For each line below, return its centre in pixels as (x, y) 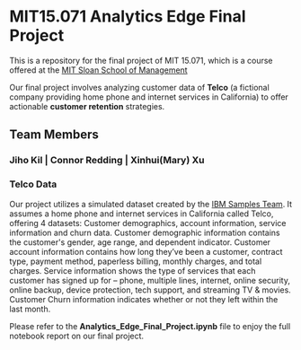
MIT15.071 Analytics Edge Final (128, 17)
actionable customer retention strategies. (87, 106)
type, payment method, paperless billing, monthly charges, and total (136, 261)
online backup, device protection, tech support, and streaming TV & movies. (150, 290)
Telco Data (33, 184)
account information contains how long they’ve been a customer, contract (146, 251)
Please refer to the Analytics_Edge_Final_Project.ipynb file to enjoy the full (150, 326)
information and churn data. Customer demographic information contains (145, 232)
